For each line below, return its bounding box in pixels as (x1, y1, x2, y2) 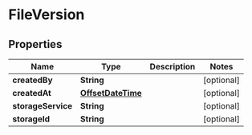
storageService (12, 101, 73, 111)
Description (149, 62, 196, 72)
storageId (12, 113, 51, 125)
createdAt (12, 88, 52, 98)
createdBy (12, 74, 54, 85)
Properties (8, 38, 63, 51)
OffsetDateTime (79, 88, 142, 98)
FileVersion (8, 6, 85, 24)
